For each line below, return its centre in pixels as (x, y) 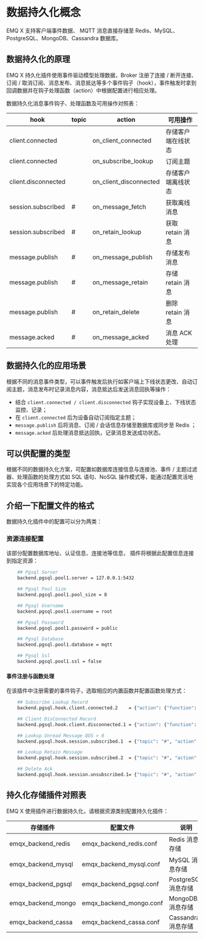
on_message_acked (121, 337)
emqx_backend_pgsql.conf (120, 884)
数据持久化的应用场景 (46, 366)
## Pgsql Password (40, 623)
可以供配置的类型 (38, 453)
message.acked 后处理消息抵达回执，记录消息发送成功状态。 (89, 432)
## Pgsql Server (38, 573)
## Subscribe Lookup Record (53, 702)
